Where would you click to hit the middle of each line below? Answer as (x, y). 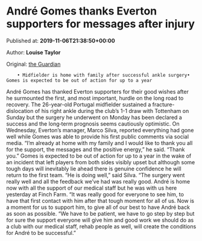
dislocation (20, 111)
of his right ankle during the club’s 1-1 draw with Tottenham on (112, 111)
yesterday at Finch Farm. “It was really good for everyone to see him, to (95, 194)
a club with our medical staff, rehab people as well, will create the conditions (101, 226)
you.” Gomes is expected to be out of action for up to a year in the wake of (99, 156)
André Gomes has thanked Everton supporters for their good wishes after (97, 91)
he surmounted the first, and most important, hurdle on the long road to (95, 98)
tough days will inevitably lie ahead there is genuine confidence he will (94, 169)
